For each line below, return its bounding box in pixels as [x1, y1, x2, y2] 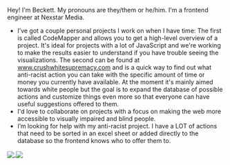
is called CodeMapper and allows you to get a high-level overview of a [17, 34, 218, 42]
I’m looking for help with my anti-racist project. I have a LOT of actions [17, 122, 218, 130]
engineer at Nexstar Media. [7, 13, 85, 21]
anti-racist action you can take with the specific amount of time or [17, 70, 205, 79]
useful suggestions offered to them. [17, 100, 119, 108]
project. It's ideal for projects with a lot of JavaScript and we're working [17, 41, 221, 49]
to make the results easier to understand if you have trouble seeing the [17, 48, 219, 57]
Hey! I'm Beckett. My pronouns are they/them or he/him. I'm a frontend [7, 6, 209, 14]
